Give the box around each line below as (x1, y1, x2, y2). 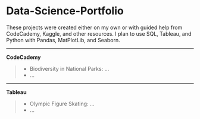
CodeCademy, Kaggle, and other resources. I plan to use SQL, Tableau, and (6, 30, 192, 37)
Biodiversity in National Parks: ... (29, 65, 110, 72)
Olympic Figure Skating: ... (29, 100, 95, 107)
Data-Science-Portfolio (6, 4, 124, 18)
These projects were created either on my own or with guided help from (6, 24, 183, 31)
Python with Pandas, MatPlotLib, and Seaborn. (6, 36, 120, 43)
